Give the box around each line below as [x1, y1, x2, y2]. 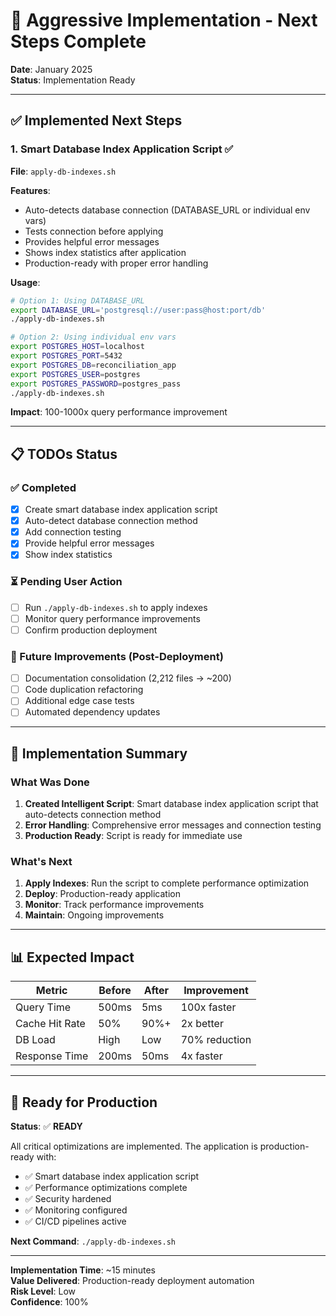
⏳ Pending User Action [10, 575, 123, 589]
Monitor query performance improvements [24, 612, 201, 624]
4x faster [180, 1049, 223, 1063]
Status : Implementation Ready [10, 74, 136, 86]
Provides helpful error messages [24, 235, 160, 248]
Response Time [15, 1049, 89, 1063]
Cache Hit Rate [15, 1017, 86, 1031]
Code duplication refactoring [24, 684, 144, 696]
